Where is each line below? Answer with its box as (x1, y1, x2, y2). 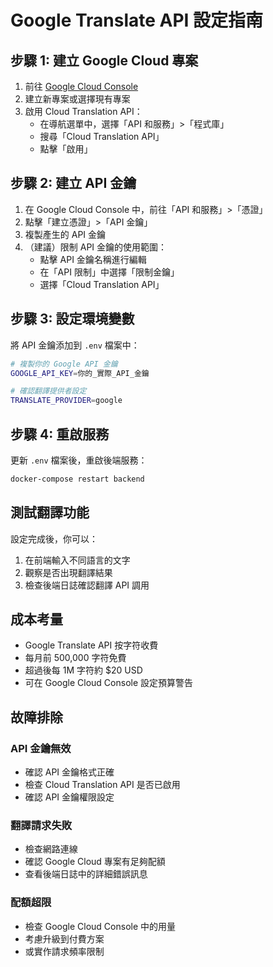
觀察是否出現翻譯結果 (24, 566, 113, 578)
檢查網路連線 (24, 843, 78, 855)
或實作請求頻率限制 (24, 945, 105, 957)
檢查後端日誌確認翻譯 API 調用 (24, 579, 150, 591)
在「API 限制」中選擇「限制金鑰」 (39, 266, 180, 278)
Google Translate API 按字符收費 (24, 639, 159, 651)
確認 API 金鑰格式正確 (24, 766, 115, 778)
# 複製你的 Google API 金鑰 (10, 359, 118, 369)
